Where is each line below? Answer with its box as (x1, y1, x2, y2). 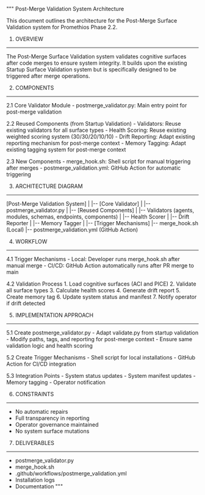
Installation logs (15, 476, 55, 483)
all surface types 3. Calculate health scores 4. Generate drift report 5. (6, 287, 181, 294)
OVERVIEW (15, 35, 44, 42)
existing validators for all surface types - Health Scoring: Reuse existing (6, 126, 187, 134)
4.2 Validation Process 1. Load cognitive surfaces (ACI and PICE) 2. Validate (6, 280, 196, 287)
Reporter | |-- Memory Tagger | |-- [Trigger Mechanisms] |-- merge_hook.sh (6, 220, 198, 226)
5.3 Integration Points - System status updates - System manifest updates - (6, 372, 196, 379)
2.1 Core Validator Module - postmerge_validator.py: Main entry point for (6, 102, 187, 109)
